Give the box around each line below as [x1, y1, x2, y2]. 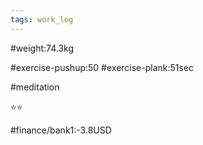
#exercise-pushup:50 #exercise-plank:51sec [10, 61, 195, 73]
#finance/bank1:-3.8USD [10, 124, 112, 136]
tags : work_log [10, 14, 74, 25]
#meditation [10, 81, 60, 93]
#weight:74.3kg [10, 42, 75, 54]
